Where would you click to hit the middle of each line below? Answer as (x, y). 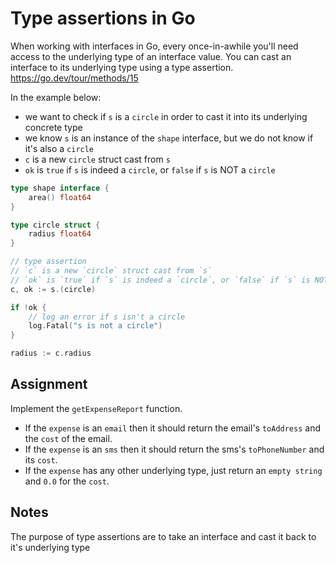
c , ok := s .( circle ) (53, 289)
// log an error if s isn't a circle (107, 317)
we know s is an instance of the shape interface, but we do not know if (169, 138)
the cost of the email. (68, 438)
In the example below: (56, 97)
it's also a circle (59, 148)
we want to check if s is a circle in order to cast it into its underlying (166, 116)
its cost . (41, 459)
